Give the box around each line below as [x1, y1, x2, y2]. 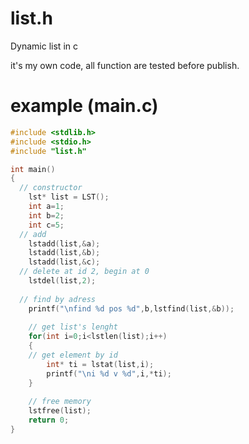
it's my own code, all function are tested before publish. [10, 59, 240, 71]
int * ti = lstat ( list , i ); [46, 359, 155, 369]
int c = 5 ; [28, 220, 65, 230]
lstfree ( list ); [28, 406, 92, 416]
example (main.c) [10, 95, 159, 117]
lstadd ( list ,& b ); [28, 248, 101, 258]
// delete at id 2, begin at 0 [19, 267, 150, 277]
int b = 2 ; [28, 210, 65, 221]
